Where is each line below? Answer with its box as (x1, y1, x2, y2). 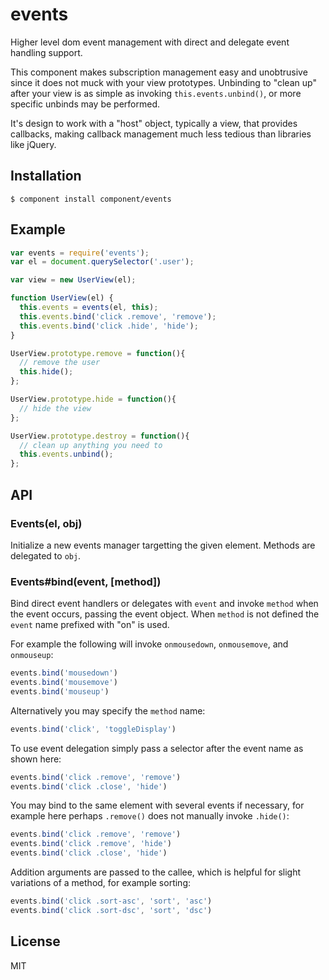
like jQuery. (10, 138, 57, 150)
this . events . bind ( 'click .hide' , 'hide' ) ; (19, 321, 199, 331)
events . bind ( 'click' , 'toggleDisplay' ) (10, 724, 177, 734)
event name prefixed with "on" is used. (10, 619, 170, 631)
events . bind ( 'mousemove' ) (10, 678, 118, 688)
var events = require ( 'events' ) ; (10, 248, 150, 258)
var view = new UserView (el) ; (10, 275, 137, 285)
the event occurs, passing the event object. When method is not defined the (10, 608, 320, 620)
